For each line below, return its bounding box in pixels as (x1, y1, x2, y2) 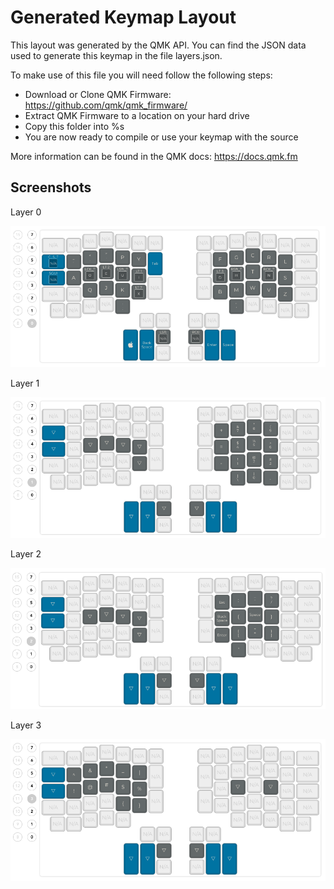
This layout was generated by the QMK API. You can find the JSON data (10, 39, 307, 51)
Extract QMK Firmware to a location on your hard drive (24, 109, 250, 121)
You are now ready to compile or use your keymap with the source (24, 131, 299, 143)
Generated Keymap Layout (10, 6, 237, 29)
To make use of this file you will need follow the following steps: (10, 69, 273, 81)
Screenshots (10, 179, 92, 196)
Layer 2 (10, 547, 42, 560)
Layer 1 (10, 377, 40, 389)
